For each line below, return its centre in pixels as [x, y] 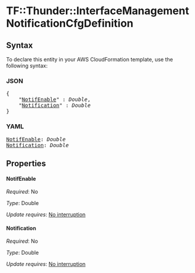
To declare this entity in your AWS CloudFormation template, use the [89, 59]
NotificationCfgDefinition [70, 23]
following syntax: [27, 66]
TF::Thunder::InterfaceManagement [98, 11]
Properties [26, 163]
